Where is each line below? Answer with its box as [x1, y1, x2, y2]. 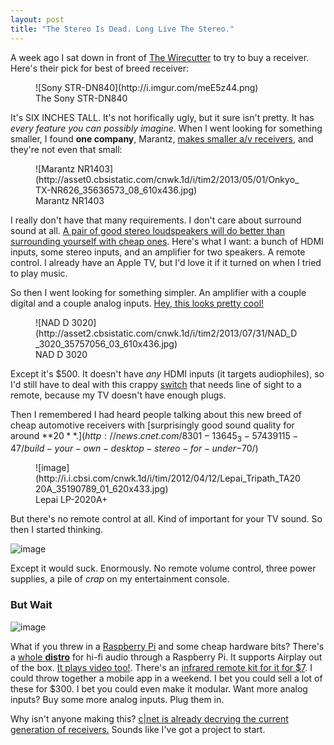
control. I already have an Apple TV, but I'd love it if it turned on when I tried [10, 256, 322, 268]
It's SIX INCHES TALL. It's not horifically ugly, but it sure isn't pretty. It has [10, 111, 315, 123]
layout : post [10, 14, 65, 25]
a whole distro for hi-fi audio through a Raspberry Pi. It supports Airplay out [10, 651, 323, 663]
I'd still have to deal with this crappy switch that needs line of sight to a [10, 378, 302, 390]
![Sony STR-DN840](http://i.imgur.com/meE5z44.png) [35, 81, 259, 93]
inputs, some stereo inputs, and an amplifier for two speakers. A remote [10, 246, 306, 258]
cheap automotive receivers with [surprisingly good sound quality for [10, 419, 295, 431]
